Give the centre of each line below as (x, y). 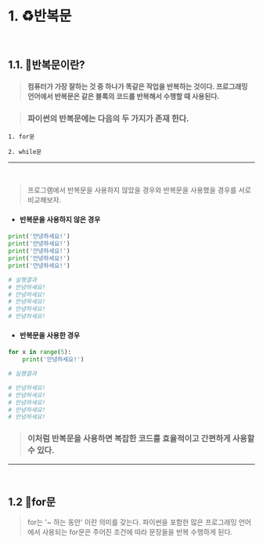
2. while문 (25, 152)
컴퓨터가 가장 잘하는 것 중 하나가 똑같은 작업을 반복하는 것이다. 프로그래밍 (137, 86)
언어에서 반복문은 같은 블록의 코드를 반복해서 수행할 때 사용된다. (123, 96)
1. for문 (22, 137)
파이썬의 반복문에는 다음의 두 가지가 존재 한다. (108, 119)
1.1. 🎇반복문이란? (47, 65)
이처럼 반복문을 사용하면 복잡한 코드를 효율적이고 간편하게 (129, 439)
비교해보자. (44, 200)
